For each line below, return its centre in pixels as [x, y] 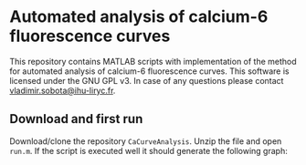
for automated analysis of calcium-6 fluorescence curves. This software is [149, 71]
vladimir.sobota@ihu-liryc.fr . [63, 90]
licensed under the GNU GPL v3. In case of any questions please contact [147, 80]
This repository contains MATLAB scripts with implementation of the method [153, 61]
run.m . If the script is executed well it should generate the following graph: [148, 150]
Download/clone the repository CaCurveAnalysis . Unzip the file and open [146, 141]
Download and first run [76, 119]
